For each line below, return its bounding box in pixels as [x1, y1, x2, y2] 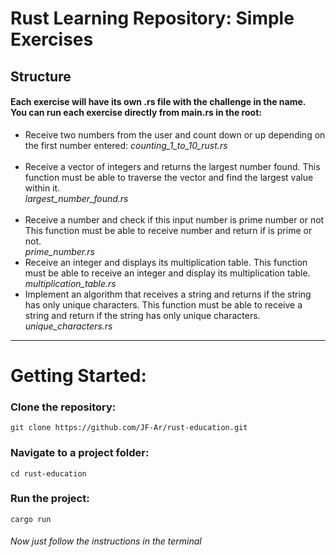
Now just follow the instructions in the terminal [10, 535, 202, 547]
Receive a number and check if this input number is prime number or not [24, 213, 325, 226]
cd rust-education [10, 468, 87, 479]
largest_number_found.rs [24, 192, 129, 204]
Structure [10, 68, 72, 85]
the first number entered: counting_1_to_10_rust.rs [24, 139, 228, 151]
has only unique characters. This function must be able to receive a [24, 298, 303, 311]
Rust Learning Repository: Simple [10, 7, 295, 30]
